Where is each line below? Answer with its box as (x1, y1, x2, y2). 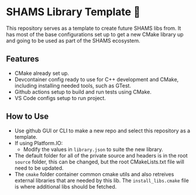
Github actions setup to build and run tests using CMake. (14, 88, 152, 95)
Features (6, 54, 39, 64)
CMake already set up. (14, 70, 69, 77)
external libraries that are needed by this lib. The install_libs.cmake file (14, 177, 189, 184)
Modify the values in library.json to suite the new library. (23, 146, 163, 153)
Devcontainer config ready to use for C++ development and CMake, (14, 76, 179, 83)
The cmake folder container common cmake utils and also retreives (14, 170, 174, 177)
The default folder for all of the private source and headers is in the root (14, 152, 188, 159)
